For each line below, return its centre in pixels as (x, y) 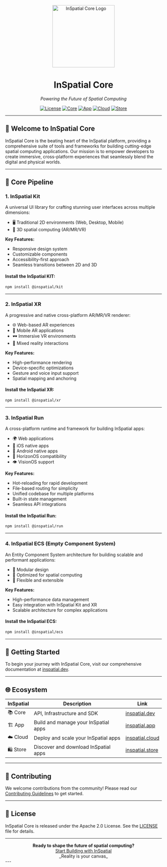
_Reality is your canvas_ (83, 856)
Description (77, 704)
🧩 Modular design (30, 570)
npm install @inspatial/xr (33, 401)
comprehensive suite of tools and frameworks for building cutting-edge (78, 146)
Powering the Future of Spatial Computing (83, 99)
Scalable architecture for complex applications (60, 610)
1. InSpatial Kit (23, 196)
